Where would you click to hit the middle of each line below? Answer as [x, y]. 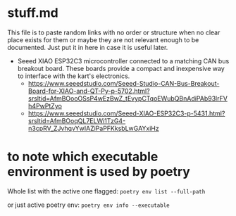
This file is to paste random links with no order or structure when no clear [114, 32]
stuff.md [33, 13]
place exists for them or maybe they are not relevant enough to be [103, 39]
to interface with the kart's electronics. [74, 76]
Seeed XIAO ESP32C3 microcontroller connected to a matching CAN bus [123, 61]
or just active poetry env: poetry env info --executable [89, 205]
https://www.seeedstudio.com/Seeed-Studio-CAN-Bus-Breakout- [124, 83]
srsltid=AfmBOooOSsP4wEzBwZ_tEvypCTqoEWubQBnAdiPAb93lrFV [128, 98]
